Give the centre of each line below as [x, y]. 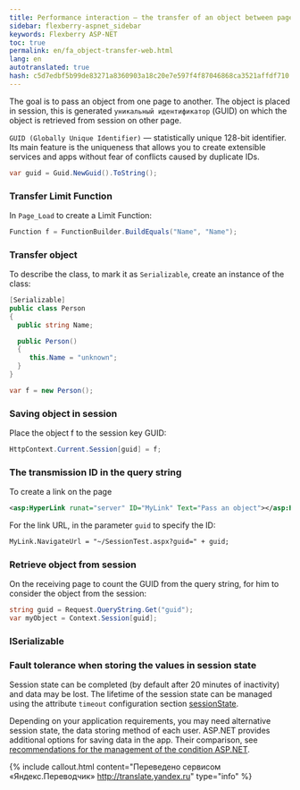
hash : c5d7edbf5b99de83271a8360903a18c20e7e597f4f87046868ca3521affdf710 [150, 76]
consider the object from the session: [78, 594]
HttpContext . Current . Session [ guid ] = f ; [86, 450]
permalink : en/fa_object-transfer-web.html [92, 51]
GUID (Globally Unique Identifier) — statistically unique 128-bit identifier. [148, 137]
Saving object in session [63, 413]
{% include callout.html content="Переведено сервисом [115, 767]
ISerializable [37, 641]
